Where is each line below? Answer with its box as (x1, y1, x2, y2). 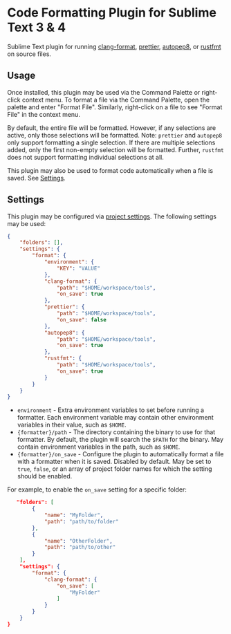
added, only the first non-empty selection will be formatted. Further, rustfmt (7, 145, 224, 153)
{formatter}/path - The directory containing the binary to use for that (17, 428, 216, 436)
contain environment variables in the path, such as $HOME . (17, 442, 181, 451)
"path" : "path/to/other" (44, 544, 116, 551)
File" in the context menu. (7, 110, 81, 118)
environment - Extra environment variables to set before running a (17, 406, 205, 414)
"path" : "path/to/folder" (44, 518, 119, 525)
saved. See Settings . (7, 174, 66, 182)
